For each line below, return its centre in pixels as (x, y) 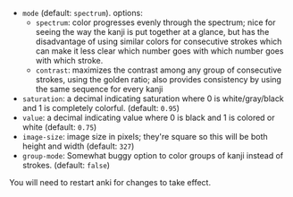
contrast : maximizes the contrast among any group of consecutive (159, 70)
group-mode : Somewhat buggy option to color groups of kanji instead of (153, 155)
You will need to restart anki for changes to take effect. (110, 182)
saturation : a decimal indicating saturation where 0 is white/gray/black (153, 98)
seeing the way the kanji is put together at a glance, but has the (152, 32)
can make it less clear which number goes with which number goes (159, 51)
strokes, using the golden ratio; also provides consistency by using (158, 79)
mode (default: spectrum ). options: (82, 13)
